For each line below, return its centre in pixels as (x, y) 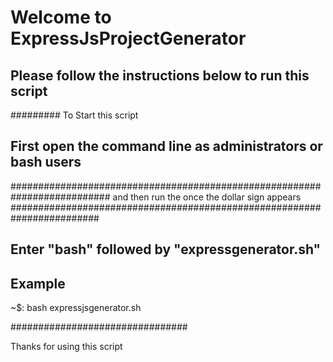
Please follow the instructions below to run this (160, 75)
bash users (46, 162)
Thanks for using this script (66, 347)
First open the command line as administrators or (166, 146)
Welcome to (61, 17)
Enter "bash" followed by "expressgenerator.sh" (166, 249)
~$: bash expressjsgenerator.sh (76, 308)
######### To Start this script (74, 115)
